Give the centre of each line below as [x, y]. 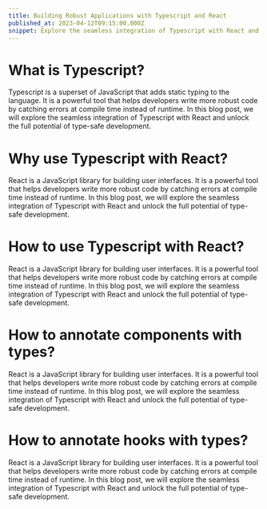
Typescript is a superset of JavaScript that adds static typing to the [119, 92]
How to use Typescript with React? [126, 247]
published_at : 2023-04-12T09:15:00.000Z [77, 23]
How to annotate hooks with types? [128, 441]
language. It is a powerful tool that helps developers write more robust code [133, 101]
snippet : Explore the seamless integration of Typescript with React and [134, 30]
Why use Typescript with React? [118, 159]
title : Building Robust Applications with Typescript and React [118, 16]
